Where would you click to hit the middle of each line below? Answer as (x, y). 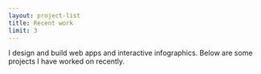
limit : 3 (23, 30)
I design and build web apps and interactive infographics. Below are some (130, 53)
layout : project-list (45, 16)
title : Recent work (41, 23)
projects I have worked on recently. (67, 61)
